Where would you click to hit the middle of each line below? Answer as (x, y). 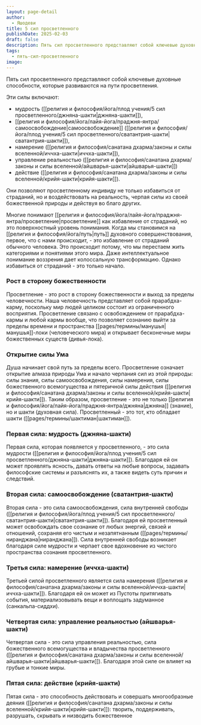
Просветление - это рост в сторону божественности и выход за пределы (100, 294)
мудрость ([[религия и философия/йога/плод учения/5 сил (90, 109)
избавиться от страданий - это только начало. (66, 266)
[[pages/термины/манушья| (131, 326)
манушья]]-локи (27, 332)
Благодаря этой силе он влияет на (147, 661)
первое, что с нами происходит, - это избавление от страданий (88, 240)
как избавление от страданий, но (144, 221)
